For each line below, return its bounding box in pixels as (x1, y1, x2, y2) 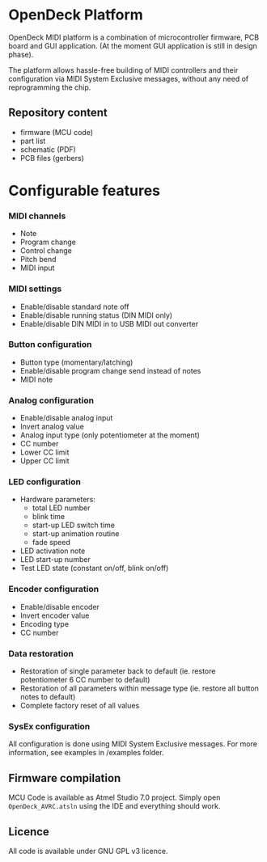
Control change (19, 246, 73, 256)
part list (19, 136, 46, 146)
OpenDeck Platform (8, 6, 143, 24)
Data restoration (8, 648, 74, 659)
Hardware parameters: (19, 495, 95, 505)
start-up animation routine (32, 529, 120, 539)
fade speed (32, 538, 70, 547)
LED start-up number (19, 555, 91, 564)
